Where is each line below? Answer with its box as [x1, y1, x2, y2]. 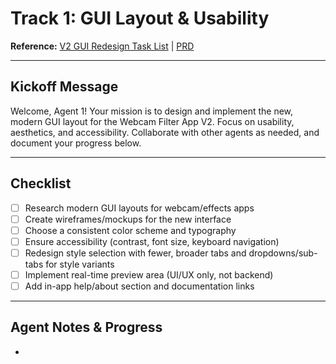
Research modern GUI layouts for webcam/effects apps [24, 202, 255, 214]
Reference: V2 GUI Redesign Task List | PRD [10, 40, 195, 52]
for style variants [45, 258, 115, 270]
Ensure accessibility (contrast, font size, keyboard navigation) [24, 235, 280, 247]
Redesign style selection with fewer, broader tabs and [24, 247, 247, 259]
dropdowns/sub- [248, 247, 318, 259]
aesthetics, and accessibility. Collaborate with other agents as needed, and [10, 126, 320, 138]
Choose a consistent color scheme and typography [24, 224, 237, 236]
